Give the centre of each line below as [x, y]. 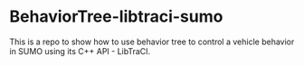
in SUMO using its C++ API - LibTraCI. [80, 51]
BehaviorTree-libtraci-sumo [116, 17]
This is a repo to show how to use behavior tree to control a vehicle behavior [152, 42]
